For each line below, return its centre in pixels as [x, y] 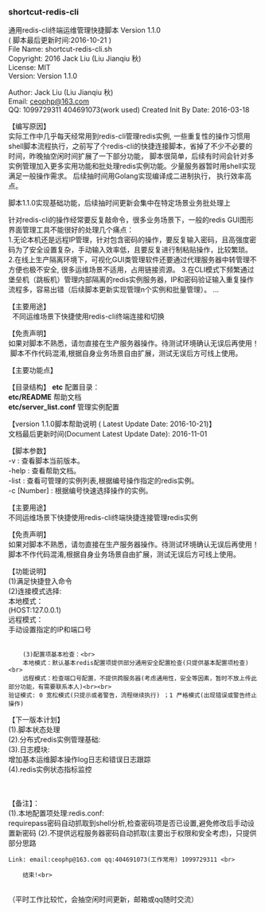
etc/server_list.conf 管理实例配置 [64, 407]
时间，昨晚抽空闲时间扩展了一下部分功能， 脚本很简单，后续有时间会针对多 [131, 156]
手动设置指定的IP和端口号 [50, 630]
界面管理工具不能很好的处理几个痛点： [71, 230]
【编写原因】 [29, 127]
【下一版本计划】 [36, 720]
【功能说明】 [29, 571]
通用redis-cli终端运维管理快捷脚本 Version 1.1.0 [85, 30]
